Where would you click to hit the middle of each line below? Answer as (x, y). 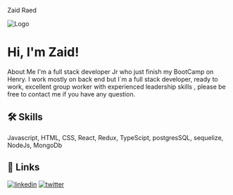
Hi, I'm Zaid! (43, 52)
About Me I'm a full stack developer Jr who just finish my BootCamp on (111, 71)
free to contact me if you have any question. (71, 94)
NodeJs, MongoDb (34, 145)
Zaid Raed (22, 10)
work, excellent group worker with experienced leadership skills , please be (117, 87)
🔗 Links (24, 167)
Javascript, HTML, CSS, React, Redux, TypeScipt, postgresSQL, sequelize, (115, 137)
